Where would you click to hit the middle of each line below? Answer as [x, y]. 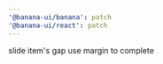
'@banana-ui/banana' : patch [60, 17]
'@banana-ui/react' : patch [58, 25]
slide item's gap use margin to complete [81, 50]
